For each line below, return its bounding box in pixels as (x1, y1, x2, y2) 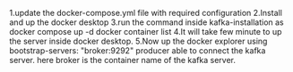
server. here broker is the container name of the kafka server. (9, 55, 236, 65)
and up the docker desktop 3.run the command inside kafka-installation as (9, 17, 284, 28)
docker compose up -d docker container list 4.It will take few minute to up (9, 27, 282, 36)
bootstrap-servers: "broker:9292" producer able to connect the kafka (9, 45, 266, 56)
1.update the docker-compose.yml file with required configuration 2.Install (9, 8, 282, 18)
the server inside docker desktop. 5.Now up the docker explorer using (9, 36, 268, 46)
